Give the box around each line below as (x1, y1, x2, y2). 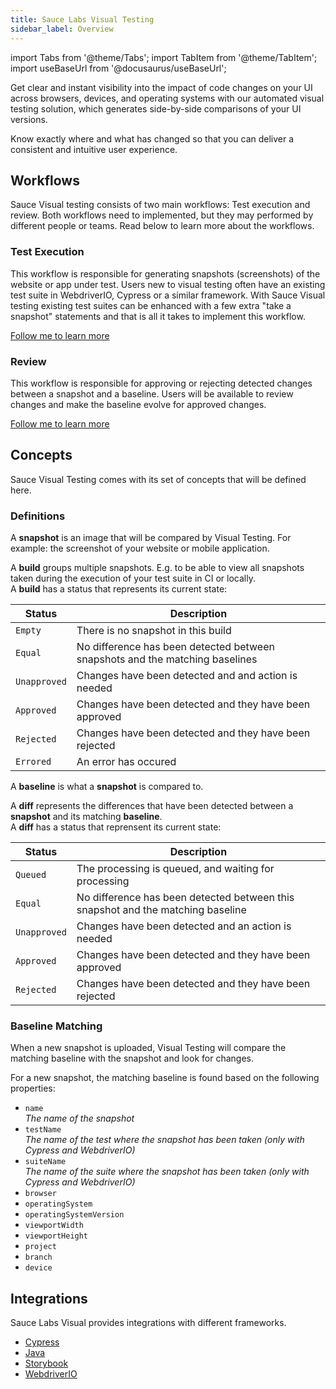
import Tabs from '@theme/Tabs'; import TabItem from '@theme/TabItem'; (10, 51, 318, 63)
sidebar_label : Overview (10, 24, 114, 34)
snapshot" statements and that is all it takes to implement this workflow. (10, 310, 306, 322)
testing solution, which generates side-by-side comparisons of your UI (10, 102, 302, 115)
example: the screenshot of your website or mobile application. (10, 542, 270, 555)
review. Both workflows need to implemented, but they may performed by (10, 209, 314, 221)
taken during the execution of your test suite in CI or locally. (10, 572, 256, 585)
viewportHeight (24, 1231, 89, 1241)
